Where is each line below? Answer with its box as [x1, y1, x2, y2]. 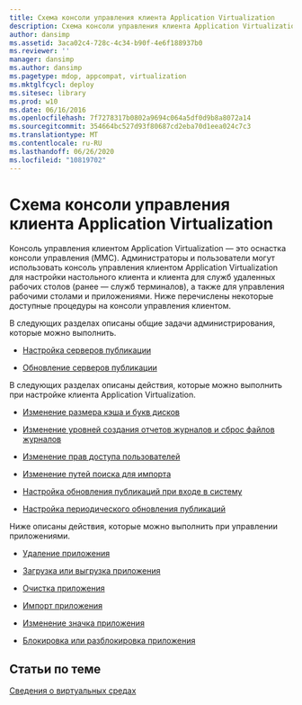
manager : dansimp [9, 55, 75, 64]
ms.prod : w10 [9, 96, 58, 106]
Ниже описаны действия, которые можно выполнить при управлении [9, 521, 279, 532]
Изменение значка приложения [22, 618, 146, 628]
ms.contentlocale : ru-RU [9, 139, 102, 148]
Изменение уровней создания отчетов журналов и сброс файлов [22, 424, 276, 435]
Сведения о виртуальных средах [9, 685, 137, 696]
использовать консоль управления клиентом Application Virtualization [9, 262, 279, 273]
